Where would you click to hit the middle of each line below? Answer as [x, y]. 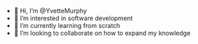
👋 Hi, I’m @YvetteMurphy [50, 11]
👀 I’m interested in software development [73, 18]
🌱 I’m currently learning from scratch [67, 25]
